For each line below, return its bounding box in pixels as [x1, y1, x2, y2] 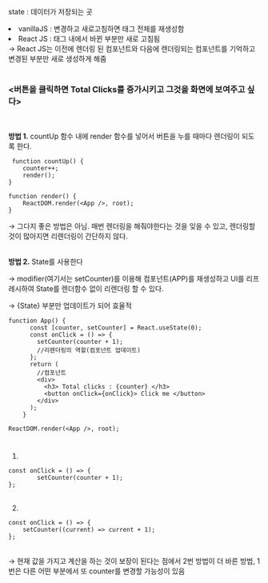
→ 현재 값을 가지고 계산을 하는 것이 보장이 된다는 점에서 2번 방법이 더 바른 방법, [8, 556, 256, 565]
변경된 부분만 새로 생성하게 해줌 [8, 54, 107, 63]
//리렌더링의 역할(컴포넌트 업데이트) [37, 346, 142, 354]
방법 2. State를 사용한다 [8, 257, 83, 266]
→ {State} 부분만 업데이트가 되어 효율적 [8, 301, 132, 310]
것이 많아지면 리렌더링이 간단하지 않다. [8, 231, 128, 241]
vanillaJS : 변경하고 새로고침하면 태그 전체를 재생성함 [18, 24, 185, 34]
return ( [29, 360, 59, 368]
